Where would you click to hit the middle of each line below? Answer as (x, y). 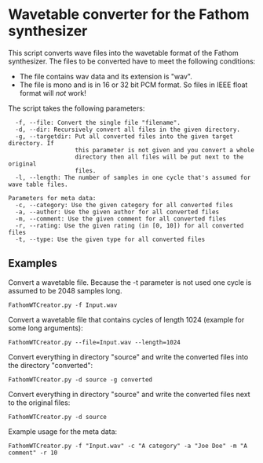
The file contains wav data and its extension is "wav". (106, 76)
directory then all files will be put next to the (159, 157)
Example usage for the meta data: (63, 431)
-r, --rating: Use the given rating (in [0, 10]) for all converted (130, 225)
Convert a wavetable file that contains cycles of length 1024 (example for (126, 319)
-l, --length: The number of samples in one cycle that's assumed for (133, 177)
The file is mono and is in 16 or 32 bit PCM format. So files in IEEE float (133, 85)
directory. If (31, 143)
